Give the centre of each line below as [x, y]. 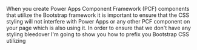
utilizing [16, 41]
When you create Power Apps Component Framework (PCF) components [98, 9]
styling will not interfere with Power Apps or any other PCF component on [98, 21]
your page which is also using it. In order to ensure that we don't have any [98, 28]
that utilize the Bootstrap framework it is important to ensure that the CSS [98, 15]
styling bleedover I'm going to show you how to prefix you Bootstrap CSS [98, 34]
